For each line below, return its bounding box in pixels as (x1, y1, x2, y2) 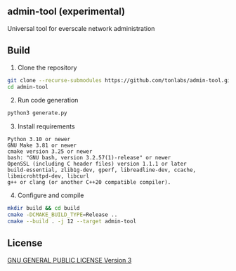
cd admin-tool (7, 84, 49, 91)
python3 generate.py (7, 110, 68, 117)
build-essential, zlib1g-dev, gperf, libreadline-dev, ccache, (7, 166, 197, 174)
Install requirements (17, 122, 75, 131)
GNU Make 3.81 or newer (7, 142, 77, 150)
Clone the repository (17, 63, 77, 72)
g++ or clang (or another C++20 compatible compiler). (7, 179, 171, 186)
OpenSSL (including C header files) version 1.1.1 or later (7, 161, 188, 168)
